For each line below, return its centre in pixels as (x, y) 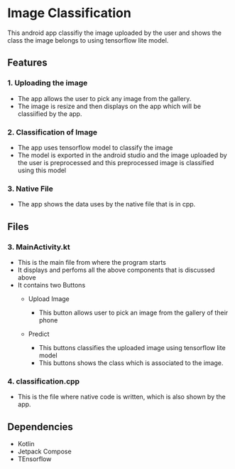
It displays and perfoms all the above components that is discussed (116, 270)
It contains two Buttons (51, 285)
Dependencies (40, 427)
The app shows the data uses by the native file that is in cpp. (106, 204)
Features (27, 63)
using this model (42, 170)
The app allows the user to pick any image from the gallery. (104, 98)
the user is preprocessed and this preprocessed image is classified (116, 162)
